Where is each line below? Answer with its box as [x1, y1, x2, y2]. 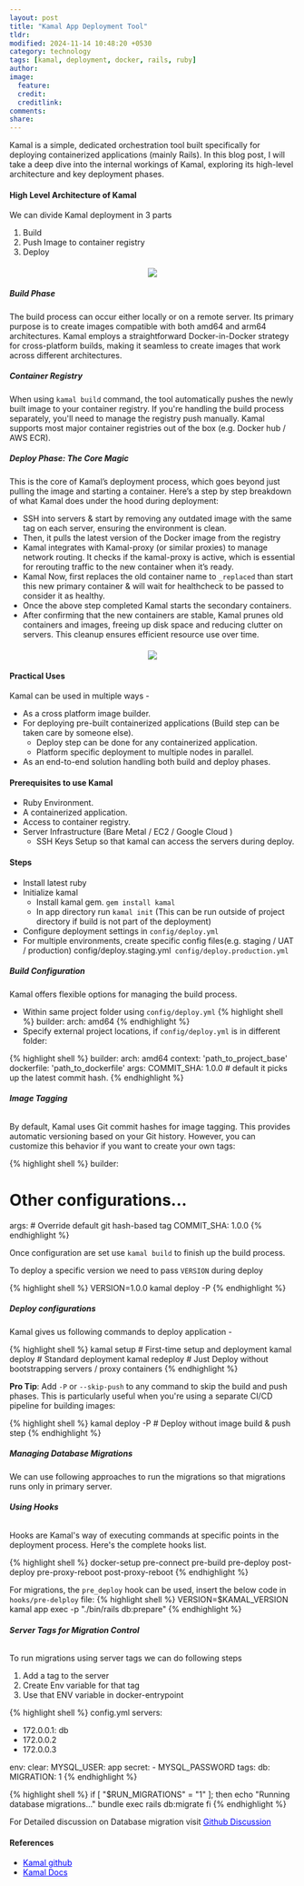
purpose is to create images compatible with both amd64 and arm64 [9, 320, 267, 332]
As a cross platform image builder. [22, 708, 152, 719]
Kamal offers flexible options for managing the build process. [9, 988, 238, 999]
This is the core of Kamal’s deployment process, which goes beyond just [9, 476, 280, 487]
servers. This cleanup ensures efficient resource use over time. [22, 628, 260, 639]
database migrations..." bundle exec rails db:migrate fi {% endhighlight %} [9, 1799, 288, 1810]
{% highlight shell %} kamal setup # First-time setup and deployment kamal [9, 1343, 292, 1355]
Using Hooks [9, 1501, 59, 1512]
